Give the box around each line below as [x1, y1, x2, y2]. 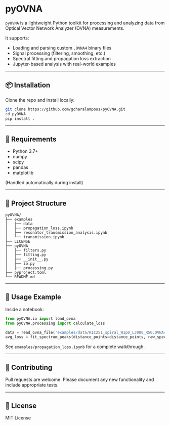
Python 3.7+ [12, 148, 38, 154]
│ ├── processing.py [5, 266, 53, 271]
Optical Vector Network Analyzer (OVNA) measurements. [5, 25, 125, 31]
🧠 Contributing [5, 363, 53, 372]
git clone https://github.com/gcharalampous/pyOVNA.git [5, 107, 125, 112]
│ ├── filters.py [5, 248, 47, 253]
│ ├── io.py [5, 261, 35, 266]
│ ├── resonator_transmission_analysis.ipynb [5, 230, 108, 235]
